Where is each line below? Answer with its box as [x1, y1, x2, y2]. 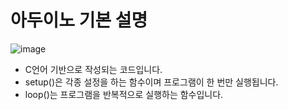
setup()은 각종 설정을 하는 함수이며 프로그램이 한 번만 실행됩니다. [24, 76, 279, 88]
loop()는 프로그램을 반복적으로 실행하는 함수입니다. [24, 88, 224, 100]
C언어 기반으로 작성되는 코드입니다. [24, 63, 163, 75]
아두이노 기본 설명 [10, 9, 148, 32]
